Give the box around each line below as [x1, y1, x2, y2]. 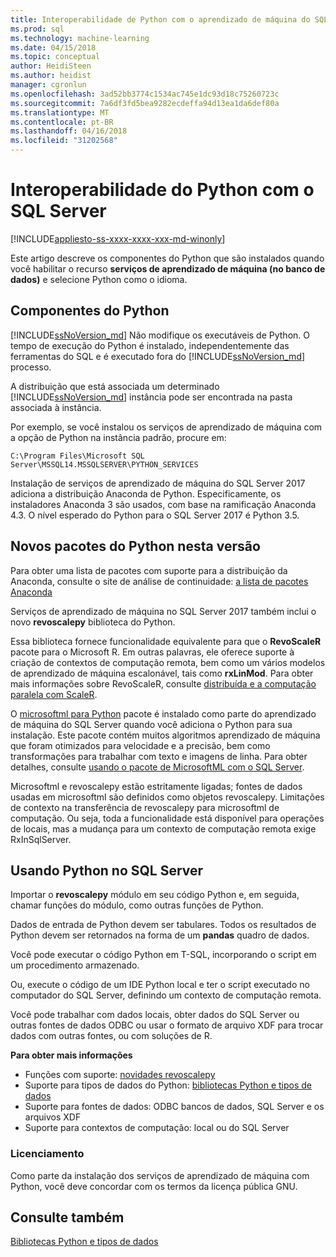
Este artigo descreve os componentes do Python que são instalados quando [10, 252, 325, 264]
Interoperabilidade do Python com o [10, 179, 315, 201]
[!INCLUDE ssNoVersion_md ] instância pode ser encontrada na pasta [10, 391, 293, 403]
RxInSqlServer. [10, 833, 72, 845]
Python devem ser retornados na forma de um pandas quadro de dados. [10, 929, 310, 941]
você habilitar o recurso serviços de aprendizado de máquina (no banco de [10, 262, 326, 275]
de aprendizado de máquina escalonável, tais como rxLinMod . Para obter [10, 667, 314, 679]
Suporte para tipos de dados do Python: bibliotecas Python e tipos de [24, 1079, 312, 1091]
